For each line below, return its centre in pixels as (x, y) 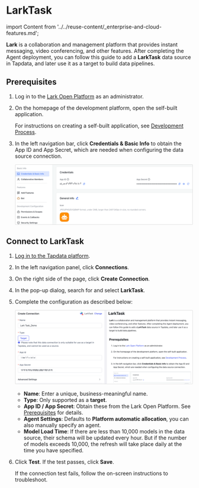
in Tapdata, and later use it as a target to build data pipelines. (81, 63)
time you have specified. (54, 451)
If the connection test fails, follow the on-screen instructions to (92, 473)
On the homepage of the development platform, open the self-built (96, 108)
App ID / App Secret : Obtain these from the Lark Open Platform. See (107, 406)
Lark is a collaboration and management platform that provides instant (92, 44)
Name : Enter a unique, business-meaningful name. (86, 394)
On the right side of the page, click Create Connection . (82, 279)
